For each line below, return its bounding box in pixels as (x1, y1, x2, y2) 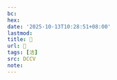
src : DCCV (7, 56, 36, 63)
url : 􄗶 (7, 42, 27, 49)
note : (7, 62, 23, 69)
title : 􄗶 (7, 36, 33, 43)
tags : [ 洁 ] (7, 49, 39, 56)
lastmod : (7, 29, 33, 37)
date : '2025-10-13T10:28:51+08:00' (7, 23, 111, 30)
